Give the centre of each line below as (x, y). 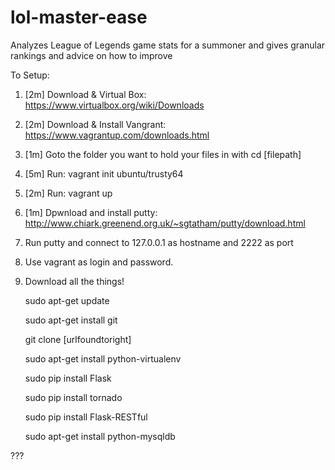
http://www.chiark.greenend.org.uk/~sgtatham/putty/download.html (165, 223)
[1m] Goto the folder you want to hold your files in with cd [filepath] (163, 154)
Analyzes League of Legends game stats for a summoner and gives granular (168, 45)
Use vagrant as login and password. (99, 262)
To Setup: (30, 75)
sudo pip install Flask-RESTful (86, 417)
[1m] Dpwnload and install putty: (91, 212)
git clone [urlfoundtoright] (78, 339)
